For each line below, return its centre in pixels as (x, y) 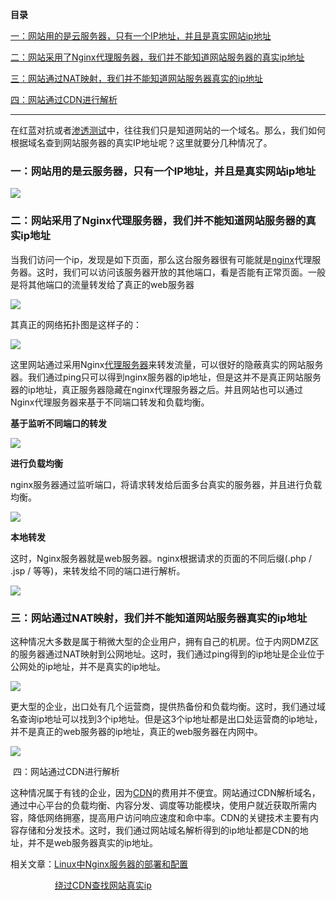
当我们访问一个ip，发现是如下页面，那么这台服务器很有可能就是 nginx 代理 (161, 259)
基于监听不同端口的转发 (58, 423)
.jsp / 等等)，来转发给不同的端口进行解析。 (98, 570)
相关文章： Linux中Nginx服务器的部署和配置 (99, 864)
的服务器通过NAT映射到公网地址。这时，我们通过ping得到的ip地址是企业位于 (167, 654)
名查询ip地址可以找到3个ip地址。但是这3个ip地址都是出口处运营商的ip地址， (166, 719)
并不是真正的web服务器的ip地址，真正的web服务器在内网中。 (136, 731)
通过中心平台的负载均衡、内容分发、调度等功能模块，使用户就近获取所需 (159, 805)
